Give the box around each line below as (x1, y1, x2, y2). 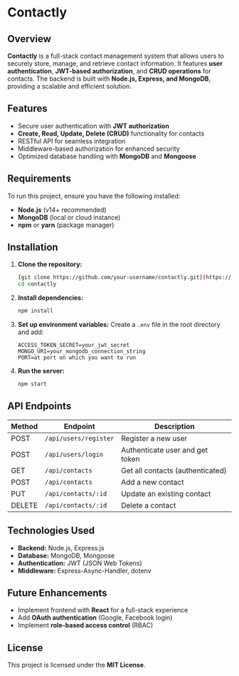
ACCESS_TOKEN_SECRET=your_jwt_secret (17, 342, 130, 349)
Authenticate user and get (120, 445, 208, 455)
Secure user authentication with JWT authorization (17, 121, 169, 130)
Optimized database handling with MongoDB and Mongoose (17, 151, 197, 161)
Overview (7, 33, 52, 45)
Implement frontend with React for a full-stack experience (17, 606, 188, 615)
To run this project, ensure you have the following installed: (7, 191, 181, 200)
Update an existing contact (120, 488, 211, 498)
